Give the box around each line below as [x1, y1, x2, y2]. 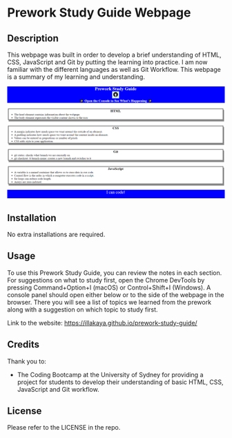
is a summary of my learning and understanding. [7, 73, 145, 81]
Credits [7, 339, 40, 350]
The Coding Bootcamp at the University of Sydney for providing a [17, 370, 204, 379]
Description [7, 32, 59, 44]
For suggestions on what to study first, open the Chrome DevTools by [7, 276, 205, 284]
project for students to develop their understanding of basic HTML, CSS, [17, 378, 224, 386]
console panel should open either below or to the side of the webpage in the [7, 290, 224, 298]
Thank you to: [7, 357, 47, 365]
